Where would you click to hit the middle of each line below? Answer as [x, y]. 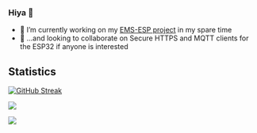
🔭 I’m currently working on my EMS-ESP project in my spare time [126, 30]
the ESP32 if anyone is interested [74, 47]
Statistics [33, 72]
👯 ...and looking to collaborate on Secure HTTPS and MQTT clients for [134, 38]
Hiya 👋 [21, 13]
